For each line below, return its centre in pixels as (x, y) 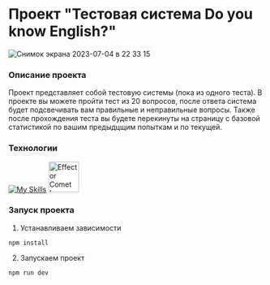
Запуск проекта (41, 210)
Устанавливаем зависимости (71, 227)
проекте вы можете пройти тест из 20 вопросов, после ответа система (133, 101)
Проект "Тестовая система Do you (131, 14)
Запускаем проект (52, 257)
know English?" (62, 31)
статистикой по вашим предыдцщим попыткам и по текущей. (116, 127)
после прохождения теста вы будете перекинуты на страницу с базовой (135, 119)
